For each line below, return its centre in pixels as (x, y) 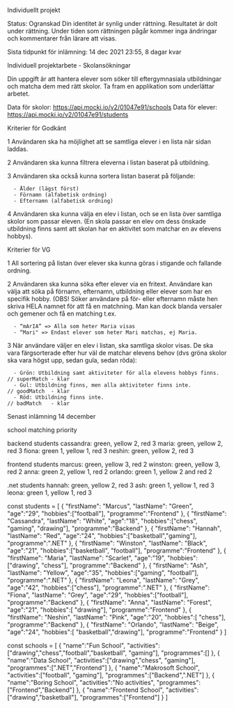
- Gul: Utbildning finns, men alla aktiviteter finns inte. (102, 385)
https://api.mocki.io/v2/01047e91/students (68, 115)
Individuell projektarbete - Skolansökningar (69, 65)
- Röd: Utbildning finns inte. (59, 397)
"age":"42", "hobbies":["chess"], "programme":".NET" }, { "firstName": (109, 587)
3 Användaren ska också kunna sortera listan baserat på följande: (101, 176)
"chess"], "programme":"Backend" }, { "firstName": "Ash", (125, 565)
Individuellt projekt (34, 10)
